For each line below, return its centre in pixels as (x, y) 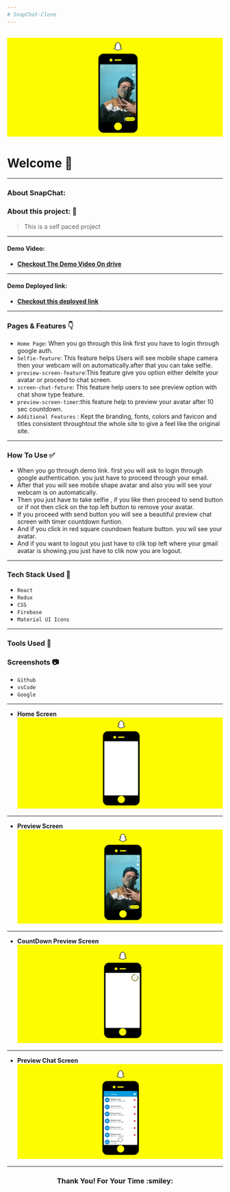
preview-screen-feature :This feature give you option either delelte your (118, 373)
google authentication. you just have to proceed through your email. (113, 477)
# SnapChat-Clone (32, 14)
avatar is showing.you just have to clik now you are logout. (100, 550)
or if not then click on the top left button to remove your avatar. (105, 507)
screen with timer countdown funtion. (70, 521)
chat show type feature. (51, 394)
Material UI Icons (43, 619)
